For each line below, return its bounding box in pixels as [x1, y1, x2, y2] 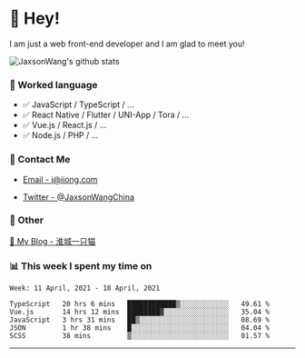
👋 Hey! [9, 8, 61, 29]
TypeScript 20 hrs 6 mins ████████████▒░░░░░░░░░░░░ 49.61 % [9, 300, 271, 309]
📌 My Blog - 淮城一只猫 [9, 235, 96, 246]
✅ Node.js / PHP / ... [22, 130, 99, 141]
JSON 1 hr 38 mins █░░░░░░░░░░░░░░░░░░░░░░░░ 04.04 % [9, 323, 271, 333]
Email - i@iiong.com [22, 174, 98, 184]
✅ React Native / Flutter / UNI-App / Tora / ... [22, 109, 190, 121]
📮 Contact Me [9, 154, 71, 166]
